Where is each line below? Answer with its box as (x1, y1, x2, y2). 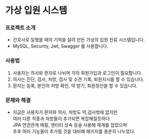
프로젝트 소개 (5, 24, 36, 31)
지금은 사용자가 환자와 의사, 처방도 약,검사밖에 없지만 (12, 109, 118, 115)
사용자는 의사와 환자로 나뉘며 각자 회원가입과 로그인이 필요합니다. (12, 69, 142, 76)
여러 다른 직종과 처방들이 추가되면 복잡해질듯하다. (12, 115, 111, 122)
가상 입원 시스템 (5, 5, 67, 16)
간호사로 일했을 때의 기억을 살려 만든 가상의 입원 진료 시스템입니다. (12, 37, 145, 43)
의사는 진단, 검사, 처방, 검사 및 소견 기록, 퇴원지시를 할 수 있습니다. (12, 76, 144, 82)
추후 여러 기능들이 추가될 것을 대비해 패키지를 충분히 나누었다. (12, 128, 136, 134)
